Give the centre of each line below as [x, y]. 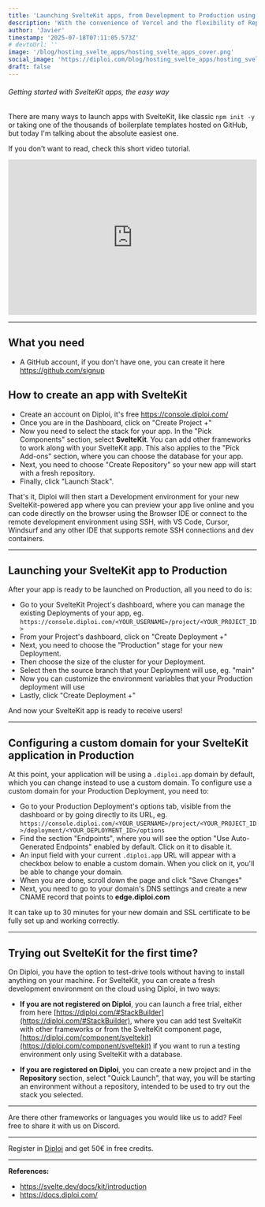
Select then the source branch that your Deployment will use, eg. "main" [137, 671]
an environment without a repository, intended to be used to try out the [134, 1086]
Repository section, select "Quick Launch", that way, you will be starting [137, 1078]
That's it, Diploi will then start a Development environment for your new [124, 496]
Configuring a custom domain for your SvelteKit [128, 743]
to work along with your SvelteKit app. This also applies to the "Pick [129, 447]
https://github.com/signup [62, 370]
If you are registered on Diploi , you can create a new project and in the [135, 1070]
